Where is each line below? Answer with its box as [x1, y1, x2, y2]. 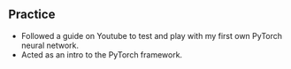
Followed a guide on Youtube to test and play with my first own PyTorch [20, 30, 283, 41]
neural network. [20, 40, 79, 50]
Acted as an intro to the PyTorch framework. [20, 49, 183, 60]
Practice [8, 7, 56, 22]
